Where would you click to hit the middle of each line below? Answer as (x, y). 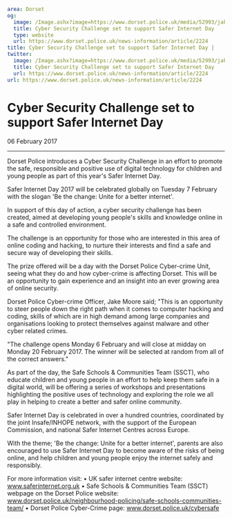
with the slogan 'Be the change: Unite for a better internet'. (90, 197)
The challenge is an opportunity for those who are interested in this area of (114, 238)
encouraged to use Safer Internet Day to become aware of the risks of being (116, 451)
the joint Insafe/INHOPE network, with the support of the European (102, 423)
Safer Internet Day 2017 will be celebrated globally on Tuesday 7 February (112, 189)
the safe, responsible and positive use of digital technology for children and (115, 169)
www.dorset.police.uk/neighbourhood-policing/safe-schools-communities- (115, 501)
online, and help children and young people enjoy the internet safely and (110, 458)
